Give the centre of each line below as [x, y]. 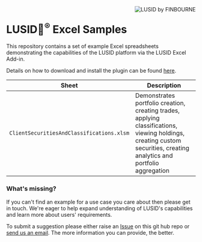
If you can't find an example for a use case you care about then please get [98, 202]
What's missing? [31, 189]
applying [147, 118]
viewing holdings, [160, 133]
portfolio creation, [160, 103]
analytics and [154, 156]
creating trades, [158, 110]
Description [164, 85]
